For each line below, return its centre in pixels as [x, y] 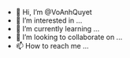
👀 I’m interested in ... [49, 20]
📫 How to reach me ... [52, 46]
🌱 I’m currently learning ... [58, 29]
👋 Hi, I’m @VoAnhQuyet [54, 12]
